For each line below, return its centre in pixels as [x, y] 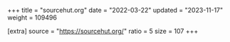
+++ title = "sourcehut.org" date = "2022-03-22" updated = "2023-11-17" [115, 10]
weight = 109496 [32, 17]
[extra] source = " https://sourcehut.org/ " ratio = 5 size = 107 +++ [103, 31]
